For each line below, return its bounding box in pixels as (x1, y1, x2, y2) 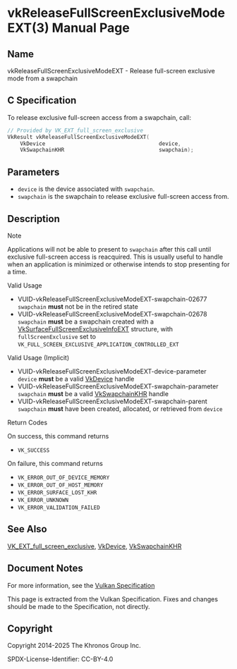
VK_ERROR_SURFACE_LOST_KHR (17, 489, 97, 496)
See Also (7, 523, 47, 535)
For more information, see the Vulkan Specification (7, 581, 155, 589)
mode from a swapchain (7, 74, 78, 82)
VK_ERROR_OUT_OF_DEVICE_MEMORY (17, 474, 110, 481)
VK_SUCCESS (17, 446, 50, 454)
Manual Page (51, 20, 130, 36)
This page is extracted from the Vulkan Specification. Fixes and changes (7, 594, 219, 603)
